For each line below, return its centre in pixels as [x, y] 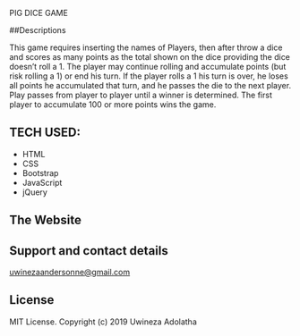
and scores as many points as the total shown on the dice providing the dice [150, 57]
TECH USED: [45, 133]
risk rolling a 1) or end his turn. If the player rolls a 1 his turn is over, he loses [149, 76]
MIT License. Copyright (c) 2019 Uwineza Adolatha [103, 322]
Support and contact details [89, 251]
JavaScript [42, 182]
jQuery [34, 192]
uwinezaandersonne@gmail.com [70, 273]
